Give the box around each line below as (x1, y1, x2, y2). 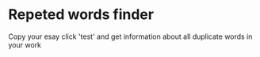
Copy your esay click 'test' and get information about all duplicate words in (8, 32, 253, 41)
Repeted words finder (8, 6, 155, 24)
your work (8, 40, 42, 49)
